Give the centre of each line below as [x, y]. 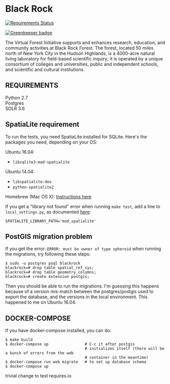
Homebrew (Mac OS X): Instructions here [48, 196]
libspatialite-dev [32, 182]
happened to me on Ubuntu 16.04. [41, 302]
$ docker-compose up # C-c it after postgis [70, 344]
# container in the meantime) [116, 358]
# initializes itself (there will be [125, 349]
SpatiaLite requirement [42, 125]
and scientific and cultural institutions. [45, 69]
